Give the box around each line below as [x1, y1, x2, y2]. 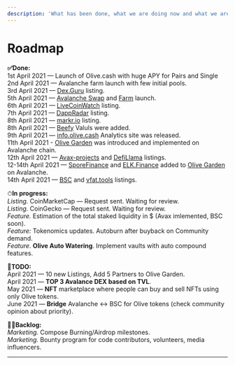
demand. [7, 234, 33, 242]
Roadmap [7, 40, 64, 56]
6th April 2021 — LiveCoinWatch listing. [7, 101, 121, 109]
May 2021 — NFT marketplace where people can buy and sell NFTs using [7, 285, 219, 293]
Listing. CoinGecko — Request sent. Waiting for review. [7, 204, 166, 213]
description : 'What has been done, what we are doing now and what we [7, 10, 218, 17]
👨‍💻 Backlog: [7, 320, 42, 329]
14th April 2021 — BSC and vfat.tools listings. [7, 176, 138, 184]
